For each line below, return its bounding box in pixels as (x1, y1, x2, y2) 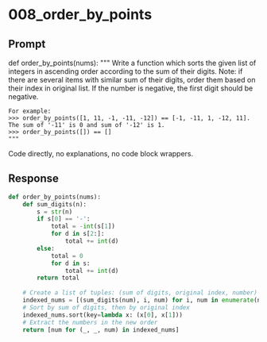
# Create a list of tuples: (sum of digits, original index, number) (22, 289, 258, 297)
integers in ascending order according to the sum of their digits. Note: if (8, 67, 243, 76)
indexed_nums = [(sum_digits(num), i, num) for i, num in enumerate (22, 296, 254, 305)
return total (37, 274, 80, 282)
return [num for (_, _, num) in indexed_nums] (22, 325, 180, 334)
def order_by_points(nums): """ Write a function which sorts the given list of (8, 58, 257, 67)
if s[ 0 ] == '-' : (37, 215, 91, 223)
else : (37, 244, 56, 252)
